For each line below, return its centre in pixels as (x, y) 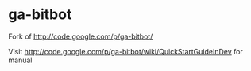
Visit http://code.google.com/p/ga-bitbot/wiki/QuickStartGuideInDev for (126, 51)
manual (20, 60)
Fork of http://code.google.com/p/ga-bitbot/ (81, 36)
